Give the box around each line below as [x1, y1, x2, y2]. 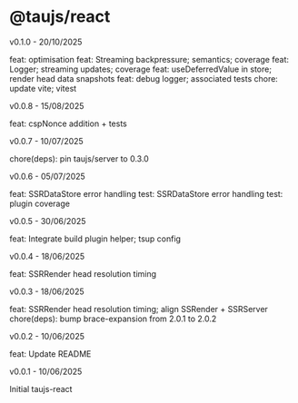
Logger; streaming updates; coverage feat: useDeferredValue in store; [9, 64, 273, 74]
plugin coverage [9, 198, 71, 209]
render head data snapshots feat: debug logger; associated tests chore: [9, 73, 279, 84]
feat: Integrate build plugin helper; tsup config [9, 233, 182, 244]
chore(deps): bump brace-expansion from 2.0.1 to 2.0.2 [9, 313, 217, 324]
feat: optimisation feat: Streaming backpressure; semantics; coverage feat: [9, 54, 289, 64]
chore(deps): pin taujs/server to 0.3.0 [9, 152, 150, 164]
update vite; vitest [9, 83, 77, 93]
